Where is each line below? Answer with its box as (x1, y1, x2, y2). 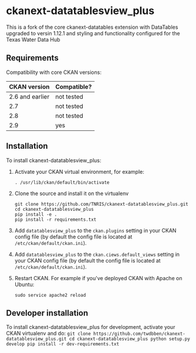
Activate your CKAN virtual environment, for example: (14, 168, 145, 175)
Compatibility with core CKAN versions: (6, 69, 102, 76)
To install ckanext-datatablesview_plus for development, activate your (6, 324, 175, 331)
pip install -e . (14, 211, 58, 217)
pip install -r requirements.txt (14, 216, 97, 223)
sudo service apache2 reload (14, 292, 86, 298)
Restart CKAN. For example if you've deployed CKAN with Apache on (14, 274, 183, 281)
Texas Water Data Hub (6, 36, 60, 43)
